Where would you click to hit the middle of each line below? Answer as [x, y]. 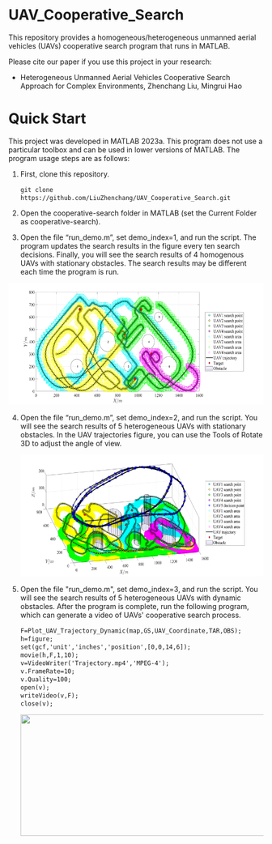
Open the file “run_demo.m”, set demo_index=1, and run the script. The [138, 237]
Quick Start [47, 119]
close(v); [37, 703]
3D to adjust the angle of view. [71, 443]
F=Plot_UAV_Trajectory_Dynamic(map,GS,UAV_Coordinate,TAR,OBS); [131, 631]
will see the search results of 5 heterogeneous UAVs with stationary [133, 426]
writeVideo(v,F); [49, 695]
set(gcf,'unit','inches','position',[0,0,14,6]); [106, 647]
